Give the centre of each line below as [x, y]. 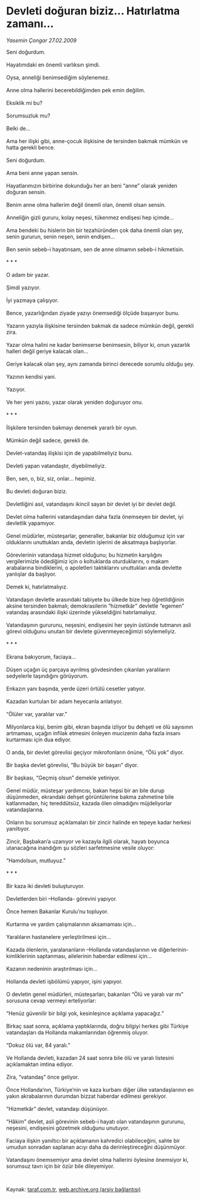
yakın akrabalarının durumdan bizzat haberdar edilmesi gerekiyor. [87, 1096]
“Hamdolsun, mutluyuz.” [36, 860]
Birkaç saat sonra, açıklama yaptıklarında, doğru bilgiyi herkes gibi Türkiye [98, 1026]
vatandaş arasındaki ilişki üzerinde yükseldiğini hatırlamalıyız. [81, 612]
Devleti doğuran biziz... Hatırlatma [93, 11]
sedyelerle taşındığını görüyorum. [47, 676]
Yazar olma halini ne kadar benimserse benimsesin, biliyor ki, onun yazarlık [98, 345]
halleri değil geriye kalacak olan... [47, 351]
